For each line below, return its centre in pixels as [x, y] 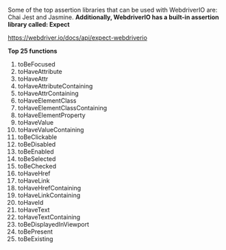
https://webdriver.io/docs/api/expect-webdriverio [78, 38]
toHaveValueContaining [51, 130]
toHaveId [30, 202]
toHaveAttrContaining [48, 93]
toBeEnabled [36, 151]
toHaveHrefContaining [49, 188]
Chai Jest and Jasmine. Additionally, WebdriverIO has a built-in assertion [114, 17]
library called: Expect [39, 24]
